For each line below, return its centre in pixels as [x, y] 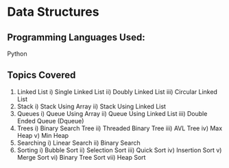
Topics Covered [41, 75]
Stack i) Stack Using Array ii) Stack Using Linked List [92, 106]
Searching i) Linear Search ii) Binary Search [79, 143]
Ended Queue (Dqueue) [50, 121]
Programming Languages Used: [76, 37]
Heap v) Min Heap [43, 135]
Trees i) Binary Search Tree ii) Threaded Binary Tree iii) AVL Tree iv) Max [120, 128]
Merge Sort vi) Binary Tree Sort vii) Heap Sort [81, 157]
